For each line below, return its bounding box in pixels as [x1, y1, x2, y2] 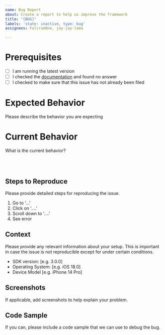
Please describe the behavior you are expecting [5, 114, 103, 120]
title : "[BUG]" [5, 16, 37, 21]
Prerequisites [5, 52, 62, 63]
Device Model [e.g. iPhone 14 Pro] [12, 269, 82, 275]
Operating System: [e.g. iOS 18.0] [12, 264, 81, 270]
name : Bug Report [5, 7, 41, 12]
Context [5, 230, 31, 239]
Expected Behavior [5, 97, 85, 109]
